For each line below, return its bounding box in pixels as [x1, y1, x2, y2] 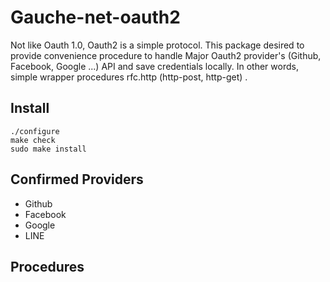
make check [10, 135, 56, 145]
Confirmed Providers [10, 171, 144, 188]
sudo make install [10, 144, 87, 154]
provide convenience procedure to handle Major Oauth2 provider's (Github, [10, 49, 322, 61]
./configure [10, 126, 60, 136]
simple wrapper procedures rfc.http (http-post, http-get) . [10, 71, 248, 83]
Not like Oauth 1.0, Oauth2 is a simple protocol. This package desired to [10, 39, 305, 51]
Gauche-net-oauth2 [10, 6, 181, 29]
